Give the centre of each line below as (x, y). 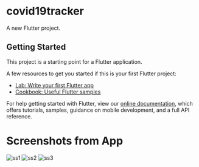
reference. (19, 116)
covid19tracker (45, 11)
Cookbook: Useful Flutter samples (58, 92)
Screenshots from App (65, 141)
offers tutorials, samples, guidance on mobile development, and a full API (98, 110)
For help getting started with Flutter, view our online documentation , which (100, 103)
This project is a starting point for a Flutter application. (74, 61)
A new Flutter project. (33, 28)
